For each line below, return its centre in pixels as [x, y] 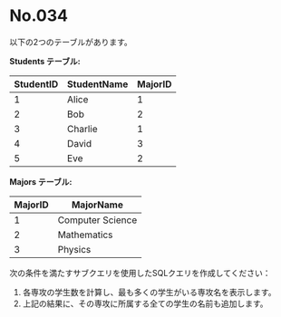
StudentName [97, 84]
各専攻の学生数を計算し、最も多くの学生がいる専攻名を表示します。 [149, 292]
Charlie [82, 129]
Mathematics [85, 235]
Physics [74, 249]
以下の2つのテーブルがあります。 [71, 42]
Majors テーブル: [41, 181]
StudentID [36, 84]
